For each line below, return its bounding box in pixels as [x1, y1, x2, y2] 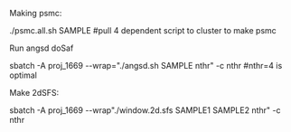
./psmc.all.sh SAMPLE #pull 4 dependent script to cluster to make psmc [9, 25, 277, 35]
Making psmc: [9, 8, 62, 18]
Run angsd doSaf [9, 42, 74, 53]
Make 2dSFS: [9, 88, 60, 98]
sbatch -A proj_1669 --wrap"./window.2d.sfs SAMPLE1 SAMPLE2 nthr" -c [9, 105, 281, 116]
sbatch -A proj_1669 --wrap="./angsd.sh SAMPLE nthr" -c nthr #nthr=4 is [9, 61, 283, 71]
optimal [9, 70, 38, 80]
